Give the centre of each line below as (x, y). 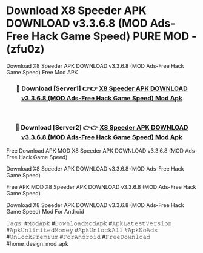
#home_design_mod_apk (37, 243)
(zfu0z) (25, 49)
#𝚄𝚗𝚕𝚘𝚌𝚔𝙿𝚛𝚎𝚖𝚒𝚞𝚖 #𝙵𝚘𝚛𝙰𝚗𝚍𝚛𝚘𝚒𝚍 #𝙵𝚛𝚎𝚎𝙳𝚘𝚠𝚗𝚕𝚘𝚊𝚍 (78, 237)
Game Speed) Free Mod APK (42, 72)
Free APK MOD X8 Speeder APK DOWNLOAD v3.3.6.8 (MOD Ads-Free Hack (101, 187)
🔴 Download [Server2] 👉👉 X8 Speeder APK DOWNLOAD (102, 128)
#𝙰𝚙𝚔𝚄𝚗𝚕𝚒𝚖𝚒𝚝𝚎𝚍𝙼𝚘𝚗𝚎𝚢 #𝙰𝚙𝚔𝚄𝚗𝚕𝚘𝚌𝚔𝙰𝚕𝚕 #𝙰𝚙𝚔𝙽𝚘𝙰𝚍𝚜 (82, 230)
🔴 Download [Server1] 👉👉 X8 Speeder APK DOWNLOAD (102, 88)
